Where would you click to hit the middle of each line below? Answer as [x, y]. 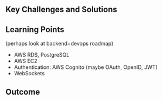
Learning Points [35, 29]
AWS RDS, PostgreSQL [42, 55]
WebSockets [29, 74]
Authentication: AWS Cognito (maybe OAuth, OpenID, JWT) [86, 67]
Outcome [23, 92]
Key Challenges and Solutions [62, 10]
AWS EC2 [26, 61]
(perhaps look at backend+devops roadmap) [60, 44]
